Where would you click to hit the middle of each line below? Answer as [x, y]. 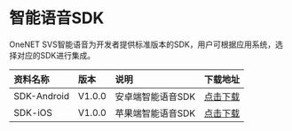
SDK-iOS [33, 112]
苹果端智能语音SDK [155, 113]
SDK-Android [41, 96]
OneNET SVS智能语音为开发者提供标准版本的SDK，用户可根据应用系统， [142, 44]
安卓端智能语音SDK [155, 96]
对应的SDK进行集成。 [56, 55]
